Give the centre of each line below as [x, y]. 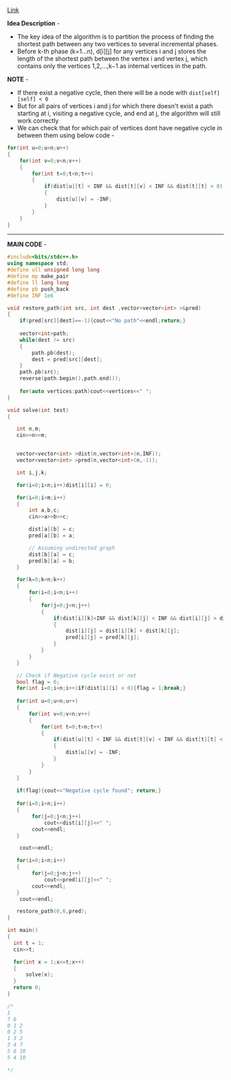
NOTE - [18, 79]
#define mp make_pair [38, 276]
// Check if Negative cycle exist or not [76, 675]
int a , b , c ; [44, 510]
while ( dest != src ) [47, 340]
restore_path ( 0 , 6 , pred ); [52, 911]
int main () [23, 930]
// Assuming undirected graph [72, 548]
